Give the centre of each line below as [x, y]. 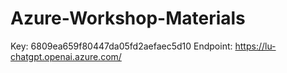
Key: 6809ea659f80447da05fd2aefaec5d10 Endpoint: [121, 46]
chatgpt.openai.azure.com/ [66, 56]
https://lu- [255, 46]
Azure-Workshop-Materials [128, 18]
